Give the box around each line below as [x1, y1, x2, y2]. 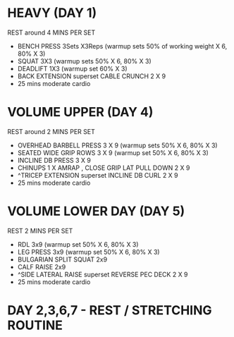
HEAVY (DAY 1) [7, 5, 97, 21]
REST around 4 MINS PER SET [7, 28, 96, 37]
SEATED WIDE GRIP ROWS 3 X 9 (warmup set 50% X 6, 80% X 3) [17, 148, 209, 157]
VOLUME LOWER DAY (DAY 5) [7, 203, 185, 219]
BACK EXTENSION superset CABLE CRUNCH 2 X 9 [17, 72, 166, 80]
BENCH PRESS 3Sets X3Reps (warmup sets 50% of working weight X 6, [17, 42, 228, 50]
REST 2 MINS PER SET [7, 226, 73, 235]
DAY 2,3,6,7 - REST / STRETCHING [7, 302, 213, 318]
